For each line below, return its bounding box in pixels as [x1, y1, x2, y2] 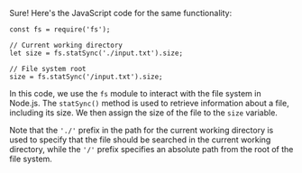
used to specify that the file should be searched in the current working [9, 134, 271, 145]
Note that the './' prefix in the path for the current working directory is [9, 125, 274, 135]
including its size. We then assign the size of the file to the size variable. [9, 107, 278, 118]
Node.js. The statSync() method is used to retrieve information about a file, [9, 98, 290, 108]
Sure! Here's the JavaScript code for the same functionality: [9, 8, 233, 18]
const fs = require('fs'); [9, 25, 111, 34]
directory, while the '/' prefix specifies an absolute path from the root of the [9, 144, 294, 154]
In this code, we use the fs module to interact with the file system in [9, 88, 261, 98]
